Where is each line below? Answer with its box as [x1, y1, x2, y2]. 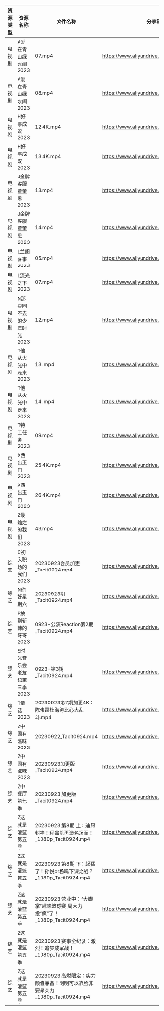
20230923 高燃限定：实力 [35, 972, 96, 979]
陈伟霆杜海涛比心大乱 [35, 706, 84, 713]
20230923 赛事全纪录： [35, 938, 91, 944]
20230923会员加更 [35, 560, 80, 567]
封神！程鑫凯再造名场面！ [35, 830, 94, 836]
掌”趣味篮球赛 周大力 [35, 903, 82, 909]
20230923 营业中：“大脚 [35, 896, 93, 902]
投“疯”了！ [35, 910, 59, 917]
